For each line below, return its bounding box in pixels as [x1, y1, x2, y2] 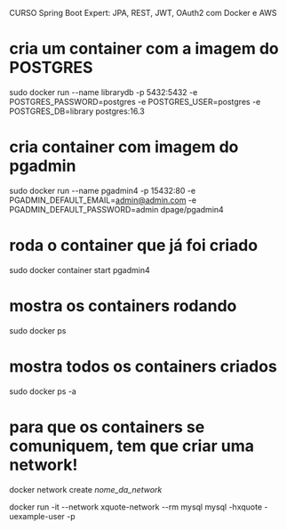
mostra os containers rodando [9, 296, 237, 316]
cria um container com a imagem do [9, 39, 280, 59]
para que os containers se [9, 417, 205, 437]
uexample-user [9, 510, 65, 521]
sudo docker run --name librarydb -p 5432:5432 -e [9, 86, 198, 97]
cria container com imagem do [9, 137, 239, 157]
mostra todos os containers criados [9, 356, 277, 376]
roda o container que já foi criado [9, 236, 259, 256]
